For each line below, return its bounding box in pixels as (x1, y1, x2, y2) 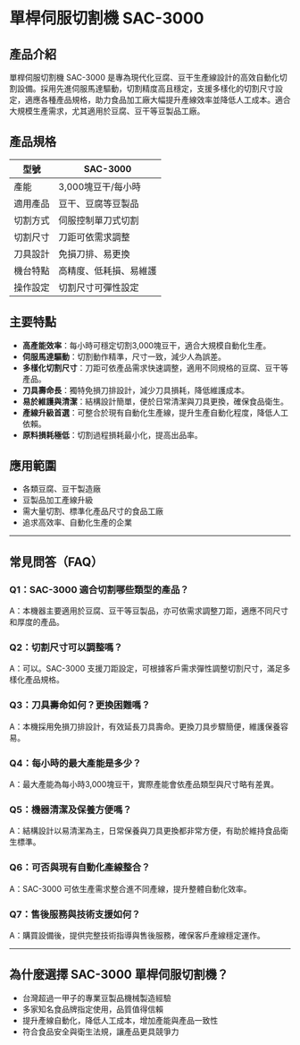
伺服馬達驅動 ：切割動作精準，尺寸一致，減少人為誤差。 (21, 351, 226, 362)
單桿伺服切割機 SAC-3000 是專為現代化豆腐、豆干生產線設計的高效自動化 (9, 73, 279, 82)
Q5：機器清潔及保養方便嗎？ (9, 803, 132, 816)
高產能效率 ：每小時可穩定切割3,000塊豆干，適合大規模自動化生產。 (21, 339, 271, 350)
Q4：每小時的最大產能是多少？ (9, 757, 142, 769)
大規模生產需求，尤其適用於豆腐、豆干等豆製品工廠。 (9, 106, 205, 116)
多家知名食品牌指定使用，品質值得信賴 (21, 1004, 163, 1015)
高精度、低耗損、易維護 (58, 264, 158, 277)
